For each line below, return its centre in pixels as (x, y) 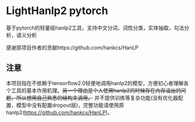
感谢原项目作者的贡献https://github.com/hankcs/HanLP (72, 48)
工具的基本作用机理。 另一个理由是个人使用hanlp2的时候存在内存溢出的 (96, 90)
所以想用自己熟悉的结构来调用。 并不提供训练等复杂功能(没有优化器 (97, 97)
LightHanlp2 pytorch (57, 11)
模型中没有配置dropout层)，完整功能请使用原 (70, 105)
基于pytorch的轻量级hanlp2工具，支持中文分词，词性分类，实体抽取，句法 (95, 28)
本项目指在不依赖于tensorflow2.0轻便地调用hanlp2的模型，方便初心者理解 (95, 83)
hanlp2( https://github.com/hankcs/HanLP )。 (59, 112)
